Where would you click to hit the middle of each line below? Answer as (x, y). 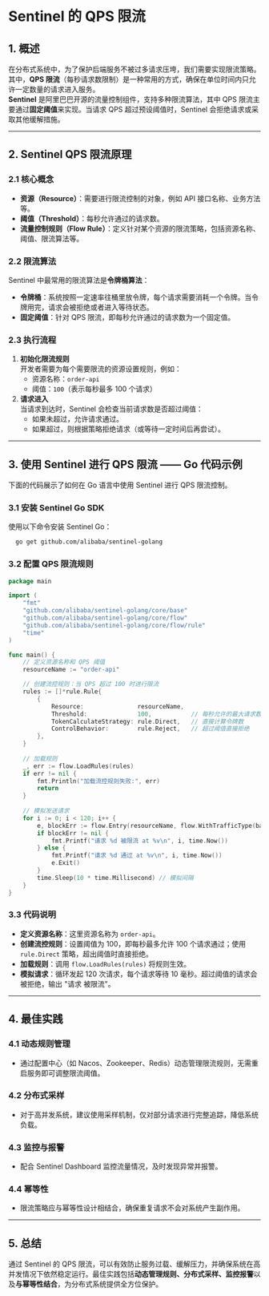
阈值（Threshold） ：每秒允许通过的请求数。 (92, 218)
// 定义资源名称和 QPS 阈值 (64, 662)
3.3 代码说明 (32, 914)
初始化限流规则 (44, 359)
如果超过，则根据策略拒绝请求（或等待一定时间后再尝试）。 (128, 429)
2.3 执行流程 (32, 340)
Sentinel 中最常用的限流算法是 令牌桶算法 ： (79, 280)
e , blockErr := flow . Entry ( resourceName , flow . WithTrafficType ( (147, 826)
